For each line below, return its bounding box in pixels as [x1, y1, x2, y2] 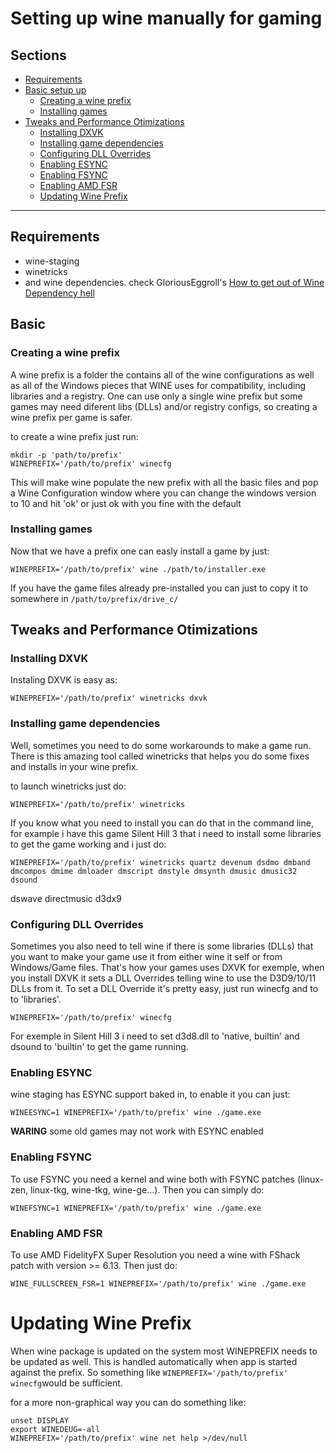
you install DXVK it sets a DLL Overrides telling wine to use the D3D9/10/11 [10, 972, 317, 984]
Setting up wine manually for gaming [10, 7, 323, 30]
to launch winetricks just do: [10, 780, 127, 792]
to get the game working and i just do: [10, 838, 167, 850]
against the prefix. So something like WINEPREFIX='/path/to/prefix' [10, 1366, 289, 1378]
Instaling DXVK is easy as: [10, 674, 118, 686]
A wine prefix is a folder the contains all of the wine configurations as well [10, 368, 315, 381]
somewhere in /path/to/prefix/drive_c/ [10, 592, 179, 604]
